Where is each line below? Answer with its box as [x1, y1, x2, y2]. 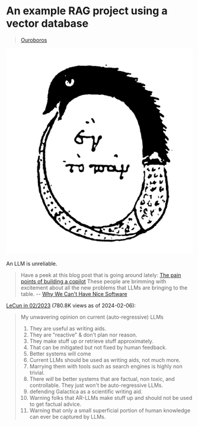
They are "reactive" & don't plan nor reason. [29, 331, 138, 338]
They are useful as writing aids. [29, 325, 107, 332]
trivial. [29, 369, 45, 376]
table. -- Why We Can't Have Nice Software [20, 290, 127, 297]
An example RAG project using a [6, 4, 168, 18]
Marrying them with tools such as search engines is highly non [29, 363, 183, 370]
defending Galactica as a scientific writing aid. [29, 387, 143, 395]
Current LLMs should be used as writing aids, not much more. [29, 356, 181, 363]
